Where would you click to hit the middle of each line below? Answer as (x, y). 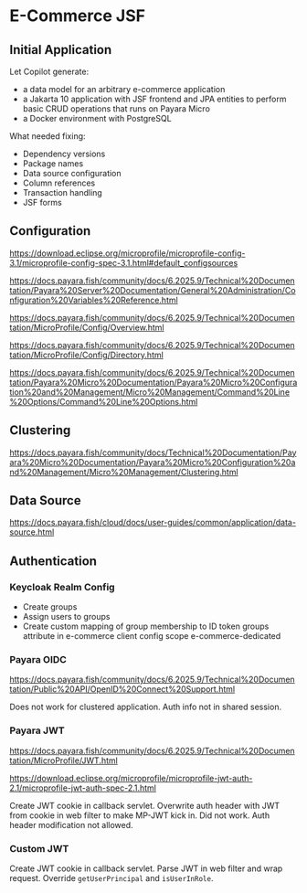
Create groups (50, 607)
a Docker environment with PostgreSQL (97, 118)
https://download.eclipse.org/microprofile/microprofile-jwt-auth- (131, 778)
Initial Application (61, 50)
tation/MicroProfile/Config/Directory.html (87, 355)
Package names (53, 164)
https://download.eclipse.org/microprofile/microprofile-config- (127, 253)
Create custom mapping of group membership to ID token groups (146, 626)
